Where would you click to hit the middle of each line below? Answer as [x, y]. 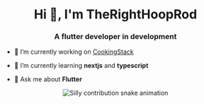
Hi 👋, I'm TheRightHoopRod [115, 15]
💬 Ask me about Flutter [48, 79]
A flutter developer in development [115, 37]
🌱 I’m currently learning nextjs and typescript [81, 66]
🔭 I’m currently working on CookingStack [74, 52]
